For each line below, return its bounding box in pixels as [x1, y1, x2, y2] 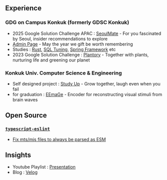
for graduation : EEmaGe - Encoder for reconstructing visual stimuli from [12, 91, 162, 97]
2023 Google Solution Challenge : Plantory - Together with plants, [12, 51, 149, 57]
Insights [5, 151, 32, 159]
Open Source [5, 111, 47, 119]
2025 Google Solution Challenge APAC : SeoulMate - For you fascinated [12, 30, 161, 36]
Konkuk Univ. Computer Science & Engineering [5, 69, 122, 76]
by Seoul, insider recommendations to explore [12, 35, 108, 41]
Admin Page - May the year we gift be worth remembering [12, 41, 133, 47]
